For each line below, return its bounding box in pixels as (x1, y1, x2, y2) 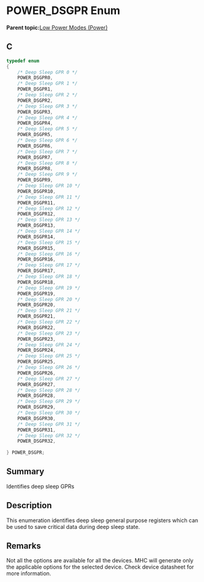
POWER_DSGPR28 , (17, 393, 56, 399)
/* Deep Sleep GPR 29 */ (17, 398, 81, 405)
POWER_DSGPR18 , (17, 279, 56, 285)
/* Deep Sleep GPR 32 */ (17, 432, 81, 438)
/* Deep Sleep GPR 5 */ (17, 126, 78, 132)
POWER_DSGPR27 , (17, 381, 56, 388)
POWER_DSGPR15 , (17, 245, 56, 251)
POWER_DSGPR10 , (17, 188, 56, 194)
